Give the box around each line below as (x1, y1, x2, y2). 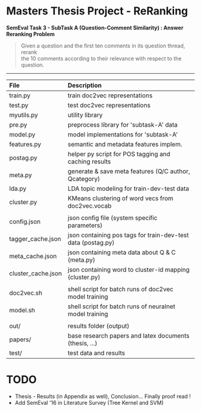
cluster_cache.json (9, 269, 62, 277)
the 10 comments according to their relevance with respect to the (20, 55, 182, 62)
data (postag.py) (68, 238, 115, 247)
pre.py (9, 120, 28, 129)
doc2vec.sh (9, 288, 43, 297)
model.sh (9, 306, 35, 314)
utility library (68, 111, 103, 119)
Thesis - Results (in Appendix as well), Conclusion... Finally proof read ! (14, 392, 191, 400)
